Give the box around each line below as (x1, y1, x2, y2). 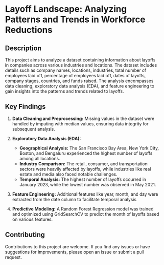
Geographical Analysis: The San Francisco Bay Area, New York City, (19, 145, 159, 151)
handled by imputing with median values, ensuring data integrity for (12, 120, 149, 126)
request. (5, 254, 22, 260)
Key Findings (5, 102, 46, 111)
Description (5, 44, 42, 52)
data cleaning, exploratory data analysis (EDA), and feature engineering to (5, 83, 155, 89)
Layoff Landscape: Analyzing (5, 3, 127, 15)
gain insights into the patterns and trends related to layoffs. (5, 88, 124, 94)
